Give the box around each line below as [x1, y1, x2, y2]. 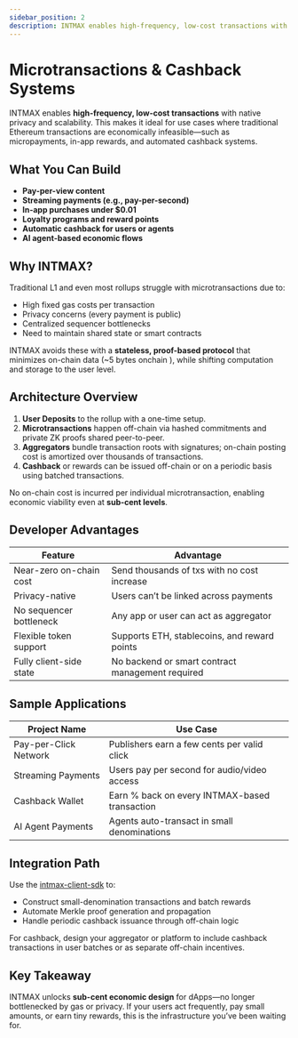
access [108, 775, 139, 787]
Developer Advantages [9, 522, 139, 538]
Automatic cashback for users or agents [21, 223, 175, 234]
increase [111, 575, 148, 587]
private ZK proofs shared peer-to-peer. [21, 432, 166, 443]
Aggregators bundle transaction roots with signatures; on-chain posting [21, 441, 286, 452]
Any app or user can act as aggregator [111, 609, 272, 622]
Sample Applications [9, 696, 127, 712]
